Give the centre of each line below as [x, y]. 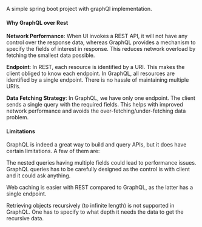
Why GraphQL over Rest [37, 22]
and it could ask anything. [39, 176]
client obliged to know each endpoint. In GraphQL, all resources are [90, 74]
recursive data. [25, 219]
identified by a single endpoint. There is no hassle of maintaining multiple [98, 80]
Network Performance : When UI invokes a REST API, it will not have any [97, 36]
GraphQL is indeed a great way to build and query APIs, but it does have [96, 145]
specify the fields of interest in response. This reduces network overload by [101, 49]
